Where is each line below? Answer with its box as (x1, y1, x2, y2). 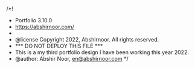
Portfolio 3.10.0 (14, 17, 53, 23)
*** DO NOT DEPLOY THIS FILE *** (14, 42, 103, 49)
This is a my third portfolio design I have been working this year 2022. (14, 49, 189, 56)
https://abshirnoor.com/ (14, 23, 74, 30)
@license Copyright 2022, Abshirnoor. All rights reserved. (14, 36, 159, 43)
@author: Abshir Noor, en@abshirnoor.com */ (14, 55, 129, 62)
